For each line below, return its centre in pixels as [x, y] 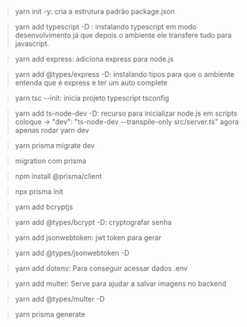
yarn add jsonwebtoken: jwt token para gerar [88, 238]
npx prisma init [39, 192]
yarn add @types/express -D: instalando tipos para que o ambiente [125, 74]
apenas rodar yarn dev [52, 130]
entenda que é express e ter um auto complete [91, 83]
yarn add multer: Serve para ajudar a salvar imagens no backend [121, 283]
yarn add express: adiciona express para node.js [94, 59]
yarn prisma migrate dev [55, 145]
